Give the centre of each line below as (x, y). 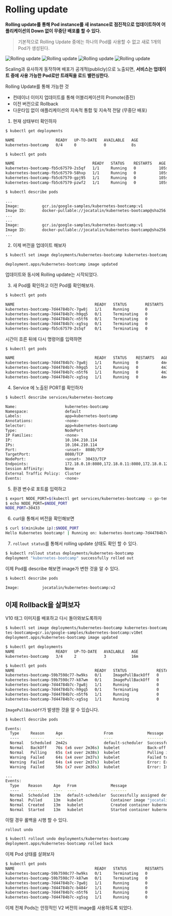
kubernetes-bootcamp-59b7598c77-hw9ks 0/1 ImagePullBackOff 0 (82, 675)
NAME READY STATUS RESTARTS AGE (86, 164)
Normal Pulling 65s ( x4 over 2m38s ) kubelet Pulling (87, 752)
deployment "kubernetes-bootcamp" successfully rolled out (70, 558)
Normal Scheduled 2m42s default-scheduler (77, 743)
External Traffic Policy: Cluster (43, 473)
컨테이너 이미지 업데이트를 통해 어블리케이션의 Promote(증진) (74, 97)
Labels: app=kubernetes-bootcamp (61, 416)
